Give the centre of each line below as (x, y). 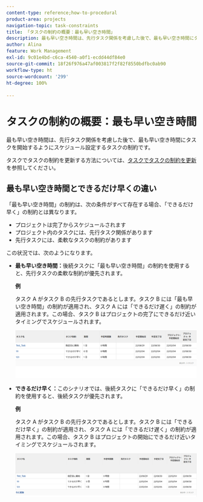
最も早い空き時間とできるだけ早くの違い (82, 188)
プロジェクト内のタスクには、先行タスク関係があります (84, 232)
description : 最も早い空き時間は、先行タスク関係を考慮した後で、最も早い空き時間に (100, 38)
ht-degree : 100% (27, 83)
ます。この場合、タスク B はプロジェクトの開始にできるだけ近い (111, 437)
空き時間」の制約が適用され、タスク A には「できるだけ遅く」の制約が (108, 306)
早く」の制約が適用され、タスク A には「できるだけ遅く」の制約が (108, 429)
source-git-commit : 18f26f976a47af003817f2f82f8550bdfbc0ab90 (86, 64)
